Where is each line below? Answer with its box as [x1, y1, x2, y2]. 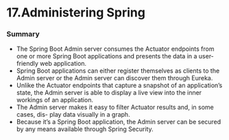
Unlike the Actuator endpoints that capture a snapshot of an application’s [16, 81, 223, 90]
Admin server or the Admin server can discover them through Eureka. [16, 74, 213, 82]
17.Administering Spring [6, 5, 145, 21]
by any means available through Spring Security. [16, 125, 154, 133]
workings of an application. [16, 96, 94, 104]
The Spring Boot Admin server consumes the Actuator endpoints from [16, 45, 215, 53]
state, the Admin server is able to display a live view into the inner [16, 89, 202, 97]
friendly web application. [16, 60, 87, 68]
